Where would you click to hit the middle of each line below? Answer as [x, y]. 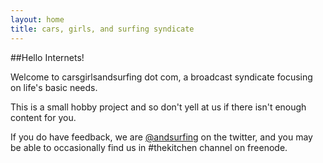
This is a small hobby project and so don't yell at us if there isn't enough [158, 107]
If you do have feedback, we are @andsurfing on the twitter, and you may [161, 137]
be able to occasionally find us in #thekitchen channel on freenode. [149, 147]
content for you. [43, 117]
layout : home [37, 19]
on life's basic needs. [54, 87]
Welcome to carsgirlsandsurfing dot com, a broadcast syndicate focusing [161, 77]
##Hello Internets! [47, 57]
